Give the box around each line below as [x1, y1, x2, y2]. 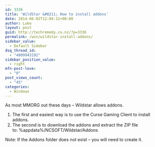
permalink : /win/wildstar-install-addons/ [5, 35, 93, 40]
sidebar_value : [5, 39, 36, 44]
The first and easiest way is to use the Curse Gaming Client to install [12, 112, 151, 118]
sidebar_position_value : [5, 57, 56, 62]
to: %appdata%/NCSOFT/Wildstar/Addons [12, 127, 98, 133]
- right [9, 62, 26, 66]
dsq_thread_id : [5, 48, 36, 53]
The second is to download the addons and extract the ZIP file [12, 122, 138, 128]
